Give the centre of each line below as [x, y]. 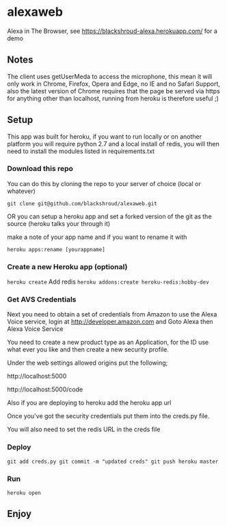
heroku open [24, 493]
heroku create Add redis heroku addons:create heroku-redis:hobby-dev [108, 282]
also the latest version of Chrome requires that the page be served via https [113, 91]
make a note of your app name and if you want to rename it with [97, 237]
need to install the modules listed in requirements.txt [81, 151]
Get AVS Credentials [42, 299]
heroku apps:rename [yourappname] [56, 249]
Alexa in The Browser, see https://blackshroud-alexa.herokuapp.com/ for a [112, 31]
